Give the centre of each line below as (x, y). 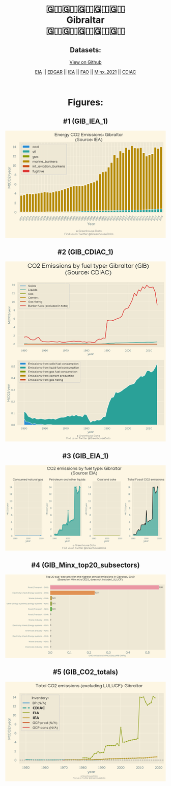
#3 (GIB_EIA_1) (85, 456)
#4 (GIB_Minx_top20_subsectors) (85, 565)
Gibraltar (85, 20)
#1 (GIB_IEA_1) (85, 121)
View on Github (85, 62)
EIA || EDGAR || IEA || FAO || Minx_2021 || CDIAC (85, 72)
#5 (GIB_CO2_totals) (85, 672)
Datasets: (85, 50)
